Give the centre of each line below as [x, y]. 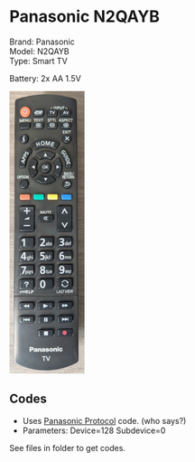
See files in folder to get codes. [68, 448]
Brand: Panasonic [42, 42]
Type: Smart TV [38, 61]
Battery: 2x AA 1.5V [45, 78]
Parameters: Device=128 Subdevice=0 [94, 430]
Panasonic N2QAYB [84, 17]
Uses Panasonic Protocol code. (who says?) [104, 420]
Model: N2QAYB [39, 51]
